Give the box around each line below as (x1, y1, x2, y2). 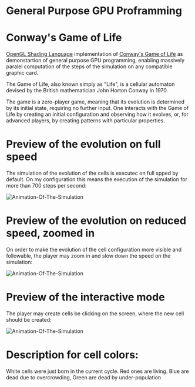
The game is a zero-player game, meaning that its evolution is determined (6, 98, 185, 105)
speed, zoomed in (6, 226, 95, 240)
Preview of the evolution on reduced (6, 214, 187, 228)
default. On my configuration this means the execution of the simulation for (6, 176, 188, 183)
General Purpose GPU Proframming (6, 4, 182, 18)
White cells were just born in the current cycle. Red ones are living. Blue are (6, 368, 189, 375)
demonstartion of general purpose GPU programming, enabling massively (6, 57, 185, 64)
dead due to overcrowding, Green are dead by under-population (6, 373, 162, 381)
